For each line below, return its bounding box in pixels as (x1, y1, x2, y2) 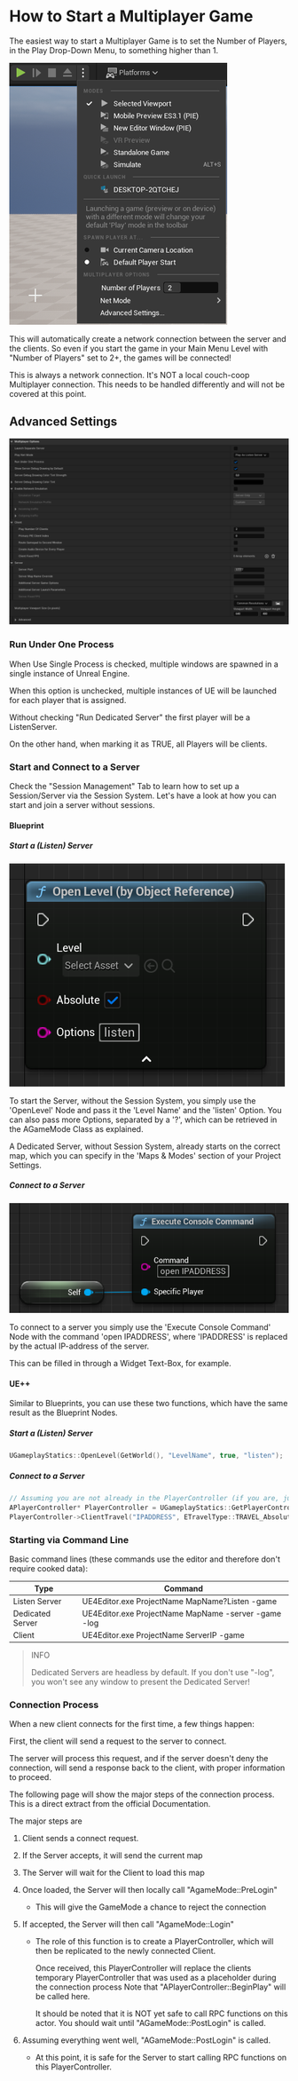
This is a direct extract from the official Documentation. (9, 1799, 211, 1809)
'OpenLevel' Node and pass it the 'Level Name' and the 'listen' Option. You (9, 1104, 282, 1115)
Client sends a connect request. (21, 1833, 139, 1844)
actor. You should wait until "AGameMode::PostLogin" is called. (35, 2018, 266, 2029)
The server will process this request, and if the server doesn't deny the (9, 1753, 269, 1764)
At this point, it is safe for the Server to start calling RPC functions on (35, 2053, 287, 2063)
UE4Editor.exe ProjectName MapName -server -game (82, 1609, 282, 1619)
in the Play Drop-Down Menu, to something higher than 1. (9, 44, 219, 55)
